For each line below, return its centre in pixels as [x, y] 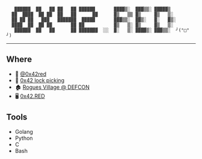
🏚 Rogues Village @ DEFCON [52, 87]
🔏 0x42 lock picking [40, 80]
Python [24, 138]
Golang [24, 131]
